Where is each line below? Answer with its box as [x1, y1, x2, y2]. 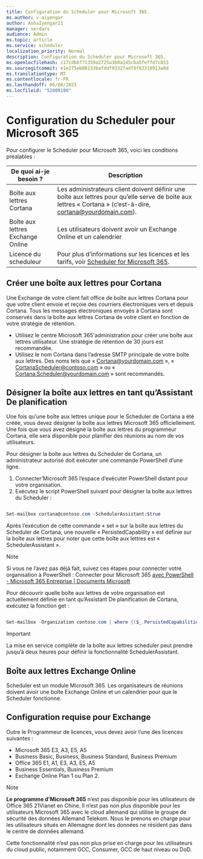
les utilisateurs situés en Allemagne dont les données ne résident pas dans [6, 821, 192, 828]
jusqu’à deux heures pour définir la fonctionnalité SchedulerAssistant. [6, 648, 179, 656]
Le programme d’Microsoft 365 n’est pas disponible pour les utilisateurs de [6, 796, 195, 803]
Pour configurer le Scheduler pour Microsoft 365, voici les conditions [6, 146, 178, 154]
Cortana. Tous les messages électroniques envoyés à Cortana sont [6, 306, 173, 314]
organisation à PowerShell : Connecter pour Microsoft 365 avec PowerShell [6, 571, 194, 579]
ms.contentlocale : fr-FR [6, 76, 69, 82]
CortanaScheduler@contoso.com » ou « [14, 363, 115, 371]
